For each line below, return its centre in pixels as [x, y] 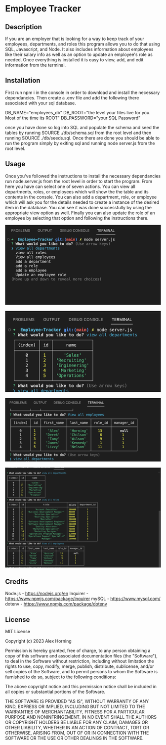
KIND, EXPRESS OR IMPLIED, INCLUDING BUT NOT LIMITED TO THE [75, 706]
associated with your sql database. [41, 103]
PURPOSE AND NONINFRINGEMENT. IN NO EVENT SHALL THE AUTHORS [81, 717]
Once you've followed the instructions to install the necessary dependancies [83, 176]
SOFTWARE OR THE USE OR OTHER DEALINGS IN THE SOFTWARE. [74, 738]
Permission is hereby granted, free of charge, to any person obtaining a [78, 651]
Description [23, 27]
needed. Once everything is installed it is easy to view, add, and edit [74, 60]
